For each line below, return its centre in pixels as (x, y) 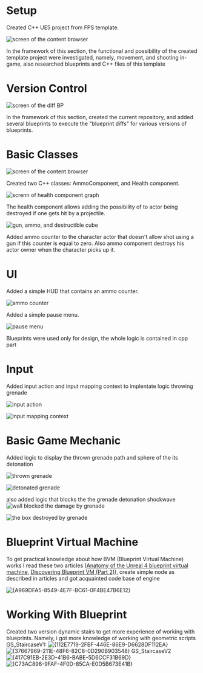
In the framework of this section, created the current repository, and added (100, 117)
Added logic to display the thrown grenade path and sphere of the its (92, 457)
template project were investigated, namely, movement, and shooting (92, 57)
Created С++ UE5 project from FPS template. (63, 27)
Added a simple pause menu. (43, 314)
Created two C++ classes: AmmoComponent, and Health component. (93, 183)
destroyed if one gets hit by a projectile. (56, 213)
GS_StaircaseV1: (26, 644)
